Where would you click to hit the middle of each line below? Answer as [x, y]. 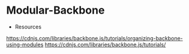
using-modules [25, 45]
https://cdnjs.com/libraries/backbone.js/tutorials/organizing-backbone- [94, 38]
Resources [28, 27]
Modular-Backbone [55, 10]
